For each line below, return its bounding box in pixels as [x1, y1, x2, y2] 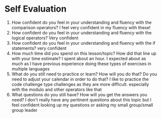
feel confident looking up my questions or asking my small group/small [11, 102, 153, 108]
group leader [11, 107, 38, 113]
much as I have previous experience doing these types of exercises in [11, 61, 151, 67]
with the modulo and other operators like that [11, 86, 102, 92]
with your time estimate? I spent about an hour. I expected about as [11, 55, 146, 61]
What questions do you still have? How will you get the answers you [11, 91, 147, 98]
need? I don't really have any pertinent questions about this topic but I [11, 97, 151, 102]
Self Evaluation [4, 3, 66, 15]
